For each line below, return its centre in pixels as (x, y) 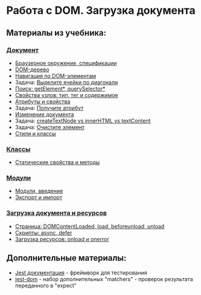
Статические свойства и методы (57, 162)
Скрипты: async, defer (43, 232)
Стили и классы (35, 133)
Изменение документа (44, 114)
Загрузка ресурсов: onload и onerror (62, 239)
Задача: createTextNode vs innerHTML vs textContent (83, 121)
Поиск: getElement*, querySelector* (60, 89)
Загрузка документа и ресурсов (56, 213)
